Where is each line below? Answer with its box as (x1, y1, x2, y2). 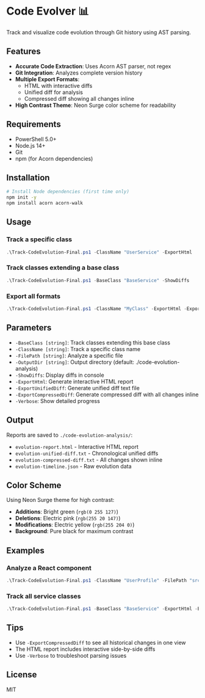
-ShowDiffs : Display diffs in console (15, 371, 105, 379)
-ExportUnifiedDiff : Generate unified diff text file (15, 384, 140, 391)
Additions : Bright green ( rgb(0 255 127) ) (15, 508, 119, 515)
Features (6, 46, 41, 57)
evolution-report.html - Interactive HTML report (15, 443, 139, 450)
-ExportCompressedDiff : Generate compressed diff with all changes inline (15, 391, 200, 398)
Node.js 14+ (15, 142, 46, 149)
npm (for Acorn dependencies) (15, 155, 93, 162)
